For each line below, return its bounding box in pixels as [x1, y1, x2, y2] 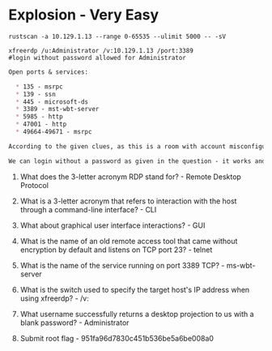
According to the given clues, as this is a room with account [8, 142, 227, 151]
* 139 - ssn [15, 90, 57, 98]
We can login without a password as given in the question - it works [8, 156, 252, 165]
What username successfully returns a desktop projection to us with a [19, 309, 254, 319]
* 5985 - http [15, 113, 63, 121]
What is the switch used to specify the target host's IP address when [19, 285, 250, 294]
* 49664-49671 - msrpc [15, 128, 92, 136]
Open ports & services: [8, 67, 89, 76]
